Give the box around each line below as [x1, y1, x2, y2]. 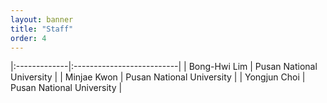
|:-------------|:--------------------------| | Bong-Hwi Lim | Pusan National [10, 61, 318, 73]
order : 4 [10, 33, 47, 43]
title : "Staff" [10, 24, 74, 34]
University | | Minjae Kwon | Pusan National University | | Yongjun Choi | [10, 71, 306, 83]
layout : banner [10, 14, 74, 25]
